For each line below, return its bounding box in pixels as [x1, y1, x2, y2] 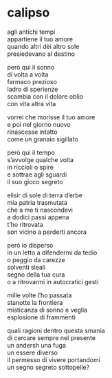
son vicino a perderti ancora [7, 228, 87, 236]
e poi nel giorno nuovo [7, 120, 71, 128]
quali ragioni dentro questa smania [7, 326, 105, 335]
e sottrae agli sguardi [7, 170, 67, 179]
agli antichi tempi [7, 28, 56, 36]
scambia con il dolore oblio [7, 92, 84, 101]
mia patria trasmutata [7, 198, 67, 206]
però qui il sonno [7, 63, 55, 71]
